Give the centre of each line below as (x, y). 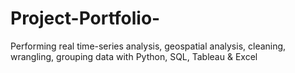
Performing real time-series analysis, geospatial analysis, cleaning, (148, 46)
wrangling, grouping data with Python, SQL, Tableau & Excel (134, 56)
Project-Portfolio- (85, 18)
